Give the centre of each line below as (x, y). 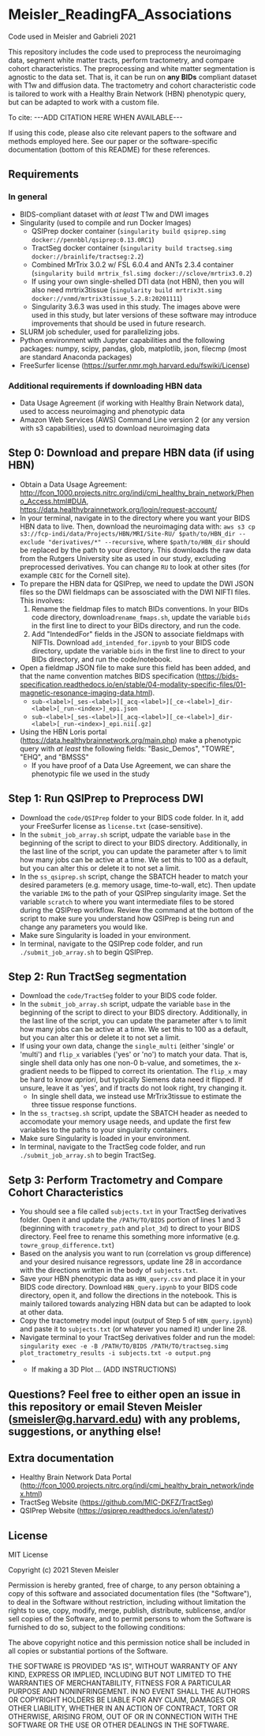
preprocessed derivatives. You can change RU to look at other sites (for (134, 567)
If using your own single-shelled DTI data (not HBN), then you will (138, 281)
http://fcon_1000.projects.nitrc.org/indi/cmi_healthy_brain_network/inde (138, 1486)
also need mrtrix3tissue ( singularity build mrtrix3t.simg (127, 289)
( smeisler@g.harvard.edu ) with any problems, (124, 1419)
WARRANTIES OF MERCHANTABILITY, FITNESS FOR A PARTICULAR (119, 1683)
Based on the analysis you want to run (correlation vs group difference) (135, 1253)
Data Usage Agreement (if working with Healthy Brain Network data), (132, 403)
